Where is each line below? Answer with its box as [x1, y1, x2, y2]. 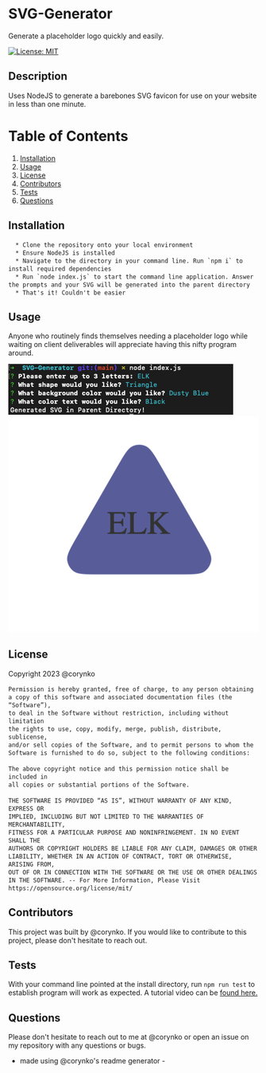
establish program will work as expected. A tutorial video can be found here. [8, 988, 258, 997]
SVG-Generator [8, 5, 113, 23]
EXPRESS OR [8, 805, 44, 813]
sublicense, [8, 733, 48, 741]
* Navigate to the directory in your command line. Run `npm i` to [15, 256, 244, 265]
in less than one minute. [8, 99, 87, 108]
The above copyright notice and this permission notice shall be [8, 765, 229, 773]
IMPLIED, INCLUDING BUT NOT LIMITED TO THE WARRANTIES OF [8, 813, 204, 821]
